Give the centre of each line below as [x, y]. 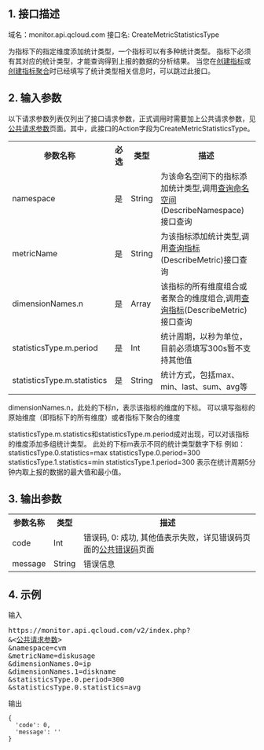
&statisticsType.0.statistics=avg [75, 687]
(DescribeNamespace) [203, 210]
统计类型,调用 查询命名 [209, 188]
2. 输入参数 [35, 98]
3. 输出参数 [35, 499]
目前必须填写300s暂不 [202, 348]
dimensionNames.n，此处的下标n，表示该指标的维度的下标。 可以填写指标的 [132, 407]
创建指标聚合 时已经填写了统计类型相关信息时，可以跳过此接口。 [111, 71]
